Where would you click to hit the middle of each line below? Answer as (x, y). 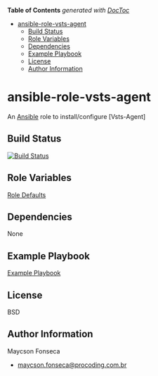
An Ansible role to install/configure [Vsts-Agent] (77, 116)
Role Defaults (27, 195)
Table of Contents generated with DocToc (68, 10)
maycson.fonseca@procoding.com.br (72, 365)
